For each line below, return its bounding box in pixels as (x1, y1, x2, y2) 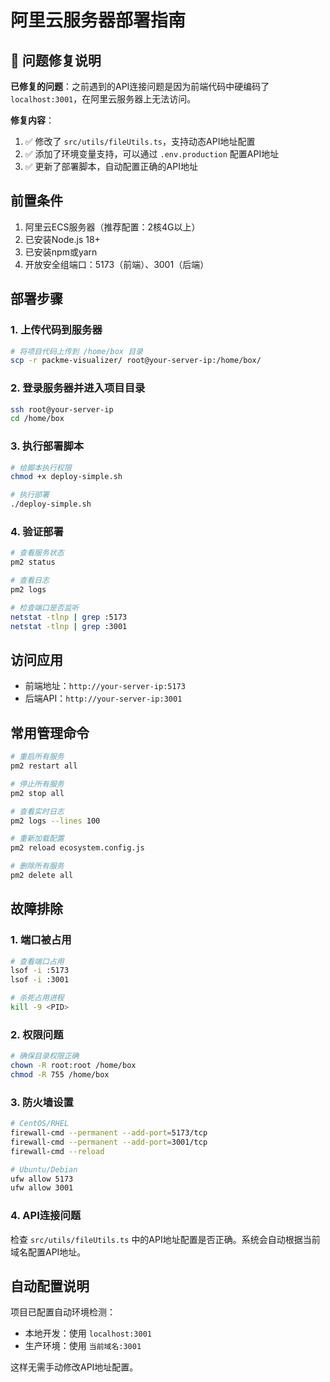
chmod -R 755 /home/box (10, 1070, 110, 1080)
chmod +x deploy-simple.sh (10, 472, 123, 482)
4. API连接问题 (10, 1209, 82, 1223)
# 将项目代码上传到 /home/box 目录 (10, 346, 143, 356)
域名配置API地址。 (10, 1246, 87, 1258)
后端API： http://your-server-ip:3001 (24, 692, 183, 705)
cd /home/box (10, 414, 65, 424)
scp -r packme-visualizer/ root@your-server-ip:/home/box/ (10, 356, 262, 366)
